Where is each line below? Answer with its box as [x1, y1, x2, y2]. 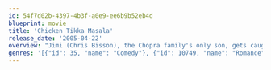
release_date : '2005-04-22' [8, 34, 103, 43]
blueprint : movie [8, 19, 67, 27]
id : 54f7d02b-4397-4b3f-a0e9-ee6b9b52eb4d [8, 11, 153, 20]
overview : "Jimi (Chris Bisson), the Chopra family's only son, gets [8, 42, 248, 50]
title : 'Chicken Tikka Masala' [8, 27, 114, 35]
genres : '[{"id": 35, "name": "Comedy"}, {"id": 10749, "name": [8, 49, 229, 57]
